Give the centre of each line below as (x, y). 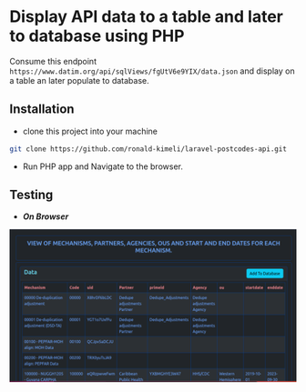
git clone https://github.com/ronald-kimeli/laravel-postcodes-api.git (148, 149)
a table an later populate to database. (79, 80)
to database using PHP (97, 36)
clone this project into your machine (90, 131)
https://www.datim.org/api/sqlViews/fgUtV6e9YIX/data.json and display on (152, 71)
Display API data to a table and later (147, 17)
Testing (31, 195)
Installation (42, 110)
